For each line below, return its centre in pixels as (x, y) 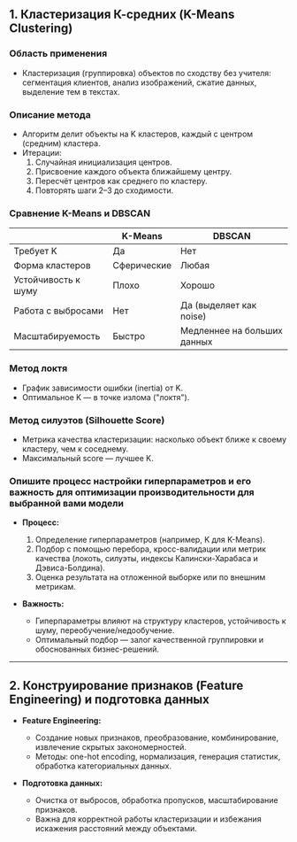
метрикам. (56, 587)
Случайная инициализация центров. (103, 162)
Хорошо (197, 285)
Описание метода (50, 114)
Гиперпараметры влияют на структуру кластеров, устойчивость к (160, 621)
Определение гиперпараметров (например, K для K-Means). (150, 540)
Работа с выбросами (59, 311)
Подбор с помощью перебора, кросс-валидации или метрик (151, 549)
